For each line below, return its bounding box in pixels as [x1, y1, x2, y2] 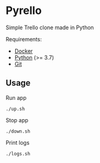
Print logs [5, 139, 30, 146]
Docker [14, 47, 33, 55]
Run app [5, 94, 27, 101]
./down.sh [5, 128, 31, 134]
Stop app [5, 116, 28, 123]
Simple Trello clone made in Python [5, 24, 95, 31]
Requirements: [5, 35, 42, 43]
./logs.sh [5, 150, 31, 157]
